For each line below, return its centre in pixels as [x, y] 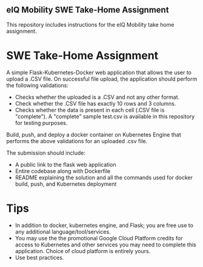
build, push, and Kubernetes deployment [66, 184]
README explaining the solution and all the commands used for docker [104, 177]
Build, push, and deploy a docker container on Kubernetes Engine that [94, 134]
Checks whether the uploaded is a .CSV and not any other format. [97, 97]
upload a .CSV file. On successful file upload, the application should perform [102, 79]
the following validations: [37, 85]
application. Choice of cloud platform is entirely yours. [83, 251]
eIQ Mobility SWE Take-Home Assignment [88, 10]
